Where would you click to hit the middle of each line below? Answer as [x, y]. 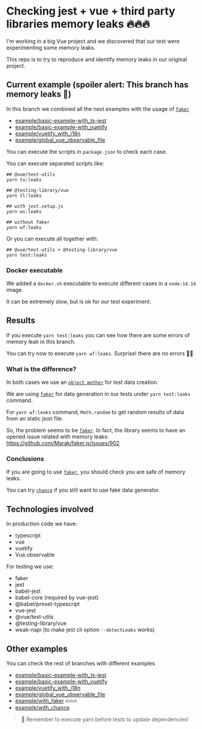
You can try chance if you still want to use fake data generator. [83, 490]
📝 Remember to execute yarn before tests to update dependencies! [105, 719]
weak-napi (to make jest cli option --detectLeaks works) [85, 630]
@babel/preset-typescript [47, 604]
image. [15, 290]
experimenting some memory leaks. [51, 47]
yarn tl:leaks [24, 196]
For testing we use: [30, 567]
